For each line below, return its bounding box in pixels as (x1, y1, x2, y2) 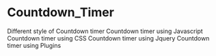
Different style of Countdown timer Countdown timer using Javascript (7, 27, 203, 35)
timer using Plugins (7, 41, 62, 49)
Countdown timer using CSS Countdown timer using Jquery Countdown (7, 34, 210, 42)
